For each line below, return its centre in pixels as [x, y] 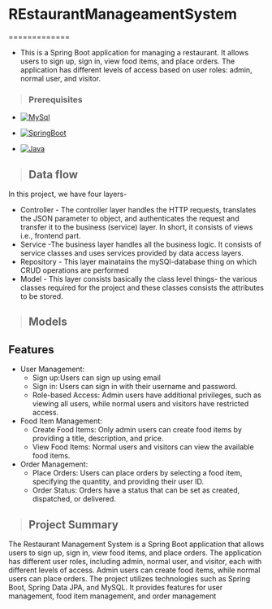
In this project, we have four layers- [68, 194]
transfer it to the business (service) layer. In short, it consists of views [136, 227]
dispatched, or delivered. [74, 499]
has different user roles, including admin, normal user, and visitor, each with [135, 562]
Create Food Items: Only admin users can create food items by [137, 430]
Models [47, 322]
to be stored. [41, 296]
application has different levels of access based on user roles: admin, [136, 69]
